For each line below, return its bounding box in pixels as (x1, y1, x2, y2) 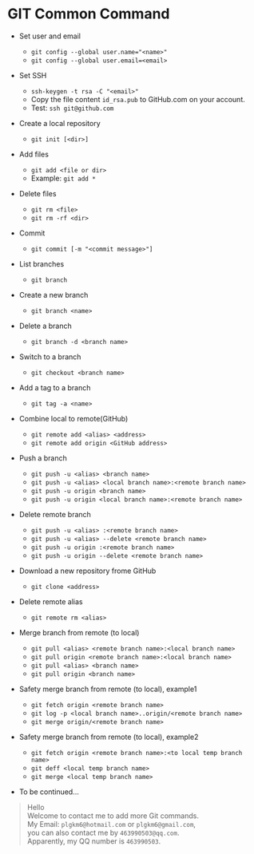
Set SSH (18, 70, 47, 80)
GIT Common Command (7, 5, 170, 23)
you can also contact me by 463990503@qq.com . (26, 828, 180, 837)
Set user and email (18, 31, 81, 41)
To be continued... (18, 787, 79, 797)
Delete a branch (18, 321, 73, 330)
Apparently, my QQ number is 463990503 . (26, 836, 161, 846)
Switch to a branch (18, 352, 81, 362)
